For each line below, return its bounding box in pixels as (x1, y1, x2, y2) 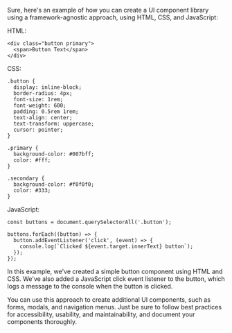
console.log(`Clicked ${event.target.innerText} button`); (19, 243, 194, 250)
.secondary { (7, 175, 45, 182)
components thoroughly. (7, 318, 78, 325)
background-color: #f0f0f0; (13, 181, 95, 188)
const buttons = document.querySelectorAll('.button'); (7, 219, 172, 225)
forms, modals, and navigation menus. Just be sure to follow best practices (7, 303, 222, 311)
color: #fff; (13, 157, 51, 164)
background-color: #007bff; (13, 151, 95, 157)
